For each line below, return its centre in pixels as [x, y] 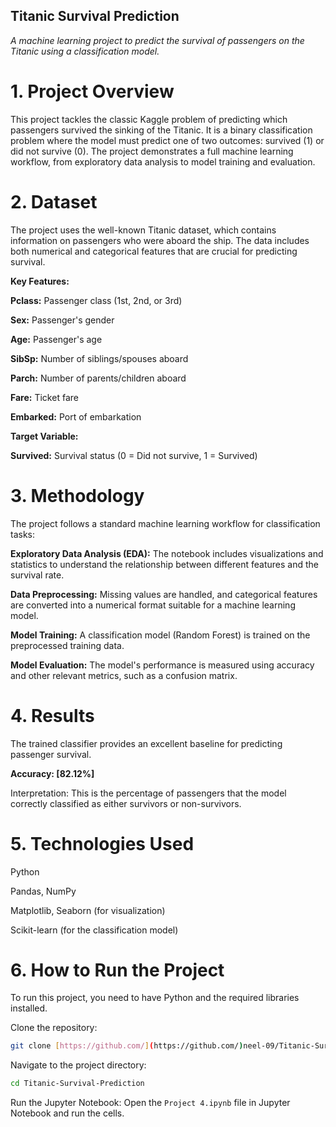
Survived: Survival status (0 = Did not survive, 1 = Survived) [134, 455]
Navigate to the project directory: [78, 1065]
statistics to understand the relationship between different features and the [164, 564]
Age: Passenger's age [56, 339]
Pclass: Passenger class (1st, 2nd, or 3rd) [96, 300]
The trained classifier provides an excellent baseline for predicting [146, 743]
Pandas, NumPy [43, 891]
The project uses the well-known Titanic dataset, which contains [143, 230]
